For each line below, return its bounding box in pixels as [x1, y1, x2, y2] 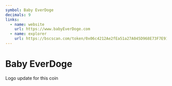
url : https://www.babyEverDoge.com [14, 27, 91, 32]
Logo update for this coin [5, 75, 59, 81]
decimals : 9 [5, 12, 31, 17]
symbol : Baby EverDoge [5, 7, 54, 13]
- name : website [10, 21, 45, 27]
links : [5, 17, 19, 22]
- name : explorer [10, 31, 47, 36]
